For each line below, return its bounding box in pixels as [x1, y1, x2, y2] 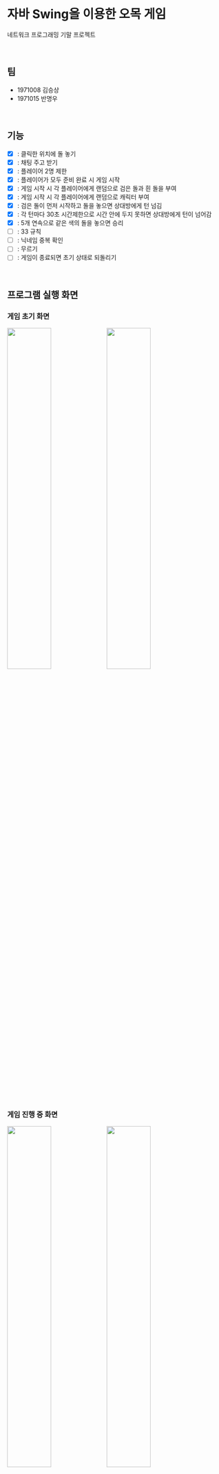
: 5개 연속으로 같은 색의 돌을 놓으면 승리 [17, 219, 124, 227]
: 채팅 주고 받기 [17, 158, 58, 166]
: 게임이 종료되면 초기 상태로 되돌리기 [17, 253, 117, 262]
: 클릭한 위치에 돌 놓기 [17, 149, 76, 157]
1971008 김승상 [17, 86, 60, 94]
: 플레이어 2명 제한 [17, 166, 67, 175]
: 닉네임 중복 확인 [17, 236, 63, 245]
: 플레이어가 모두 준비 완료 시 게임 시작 [17, 175, 121, 184]
